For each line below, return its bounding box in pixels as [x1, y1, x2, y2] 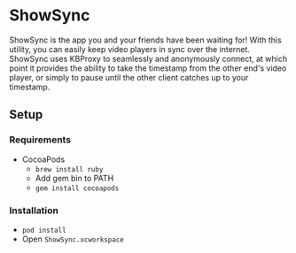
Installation [9, 204, 59, 217]
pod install [21, 226, 66, 234]
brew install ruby [35, 165, 104, 173]
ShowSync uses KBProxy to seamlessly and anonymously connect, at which [9, 53, 288, 64]
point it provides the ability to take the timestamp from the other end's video [9, 63, 287, 73]
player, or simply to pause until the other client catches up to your [9, 72, 249, 82]
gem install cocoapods [35, 183, 120, 193]
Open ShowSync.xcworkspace [21, 234, 124, 244]
